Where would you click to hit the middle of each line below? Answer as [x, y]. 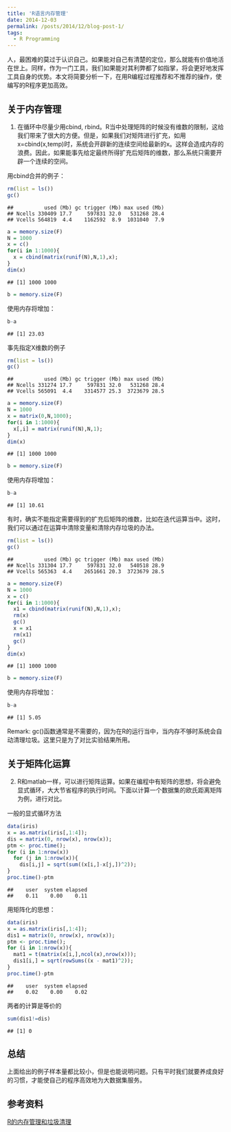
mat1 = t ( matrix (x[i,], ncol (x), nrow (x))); [75, 955]
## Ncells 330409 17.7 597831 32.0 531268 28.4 [86, 214]
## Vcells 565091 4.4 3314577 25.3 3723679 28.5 [86, 391]
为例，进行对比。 [41, 799]
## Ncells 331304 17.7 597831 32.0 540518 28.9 [86, 565]
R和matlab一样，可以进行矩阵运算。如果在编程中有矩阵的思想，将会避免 [119, 781]
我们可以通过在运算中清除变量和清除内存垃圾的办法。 [82, 528]
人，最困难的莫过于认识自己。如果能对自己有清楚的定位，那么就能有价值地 [112, 60]
